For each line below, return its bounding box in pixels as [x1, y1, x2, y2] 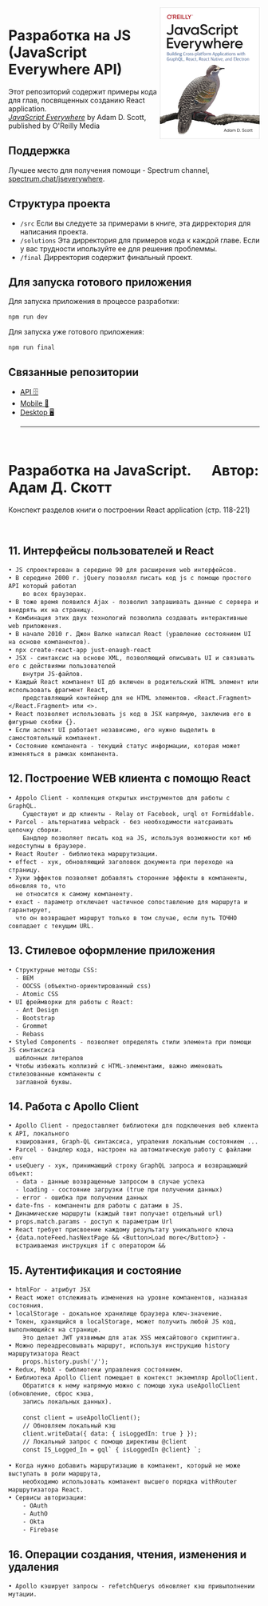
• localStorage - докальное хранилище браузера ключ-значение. [8, 1310, 223, 1318]
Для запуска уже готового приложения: [8, 327, 145, 337]
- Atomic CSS [15, 990, 59, 998]
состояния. [8, 1302, 45, 1310]
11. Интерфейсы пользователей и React [8, 543, 215, 558]
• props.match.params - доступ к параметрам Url [8, 1218, 173, 1226]
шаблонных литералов [15, 1054, 84, 1062]
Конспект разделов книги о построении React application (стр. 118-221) [8, 505, 250, 515]
